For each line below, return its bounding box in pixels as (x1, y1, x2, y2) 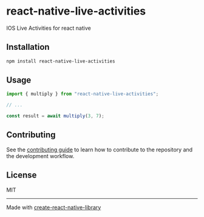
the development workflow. (6, 152, 75, 159)
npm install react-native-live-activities (6, 58, 115, 64)
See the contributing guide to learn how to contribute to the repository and (6, 146, 193, 153)
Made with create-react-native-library (6, 204, 101, 211)
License (6, 170, 37, 181)
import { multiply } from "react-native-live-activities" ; (6, 91, 159, 97)
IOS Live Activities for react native (6, 24, 91, 32)
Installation (6, 42, 50, 52)
